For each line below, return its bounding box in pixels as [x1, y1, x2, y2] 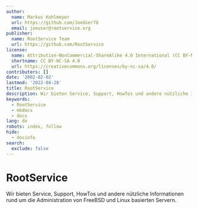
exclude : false [11, 146, 49, 151]
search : [6, 140, 25, 146]
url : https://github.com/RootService [11, 42, 104, 48]
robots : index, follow [6, 124, 62, 130]
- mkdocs [11, 107, 33, 113]
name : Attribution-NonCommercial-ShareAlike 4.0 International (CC [11, 52, 181, 58]
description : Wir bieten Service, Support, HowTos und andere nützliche [6, 91, 189, 97]
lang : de [6, 118, 28, 124]
